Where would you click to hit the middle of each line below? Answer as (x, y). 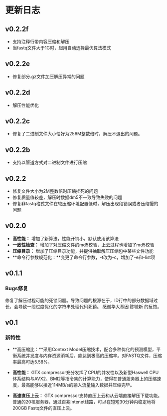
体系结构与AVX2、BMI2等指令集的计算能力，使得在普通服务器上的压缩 (84, 379)
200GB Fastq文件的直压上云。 (43, 408)
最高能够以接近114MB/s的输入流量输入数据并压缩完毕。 (78, 385)
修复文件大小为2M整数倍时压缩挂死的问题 (55, 191)
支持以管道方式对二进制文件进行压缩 (50, 162)
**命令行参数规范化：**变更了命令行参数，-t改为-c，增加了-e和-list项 (84, 257)
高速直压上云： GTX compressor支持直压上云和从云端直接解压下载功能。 (87, 396)
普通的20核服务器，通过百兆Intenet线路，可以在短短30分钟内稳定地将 (84, 402)
